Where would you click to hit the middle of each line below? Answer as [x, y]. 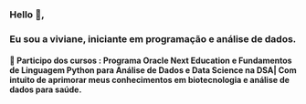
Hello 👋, [27, 15]
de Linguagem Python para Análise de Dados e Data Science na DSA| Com [153, 70]
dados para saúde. [46, 89]
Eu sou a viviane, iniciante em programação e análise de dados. [153, 38]
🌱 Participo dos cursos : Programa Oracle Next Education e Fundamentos [151, 61]
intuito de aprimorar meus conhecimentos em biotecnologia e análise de [150, 80]
